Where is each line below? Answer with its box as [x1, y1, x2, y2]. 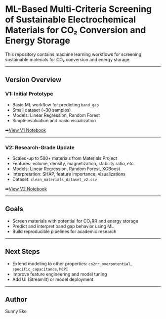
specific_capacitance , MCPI [12, 266, 68, 272]
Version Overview [5, 76, 62, 84]
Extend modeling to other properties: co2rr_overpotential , [12, 261, 132, 267]
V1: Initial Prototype [5, 91, 53, 97]
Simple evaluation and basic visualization [12, 117, 96, 123]
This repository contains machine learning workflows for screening [5, 51, 142, 57]
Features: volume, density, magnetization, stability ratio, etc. [12, 160, 135, 166]
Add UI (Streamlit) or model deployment [12, 276, 94, 282]
